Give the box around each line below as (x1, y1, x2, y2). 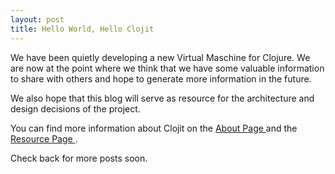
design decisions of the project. (10, 102, 141, 115)
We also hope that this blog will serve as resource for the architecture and (10, 92, 315, 104)
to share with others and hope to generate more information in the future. (10, 72, 312, 85)
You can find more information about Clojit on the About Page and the (10, 122, 298, 134)
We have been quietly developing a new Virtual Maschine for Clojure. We (10, 51, 311, 63)
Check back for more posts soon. (10, 152, 148, 164)
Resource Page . (10, 132, 78, 145)
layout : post (10, 14, 65, 25)
